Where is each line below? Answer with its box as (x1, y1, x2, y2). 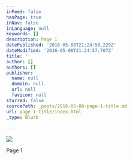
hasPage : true (6, 14, 42, 20)
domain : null (11, 81, 44, 87)
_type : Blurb (6, 114, 39, 120)
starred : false (6, 97, 44, 103)
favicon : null (11, 92, 47, 98)
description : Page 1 (6, 36, 58, 42)
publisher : (6, 70, 34, 76)
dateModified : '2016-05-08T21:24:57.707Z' (6, 48, 114, 54)
